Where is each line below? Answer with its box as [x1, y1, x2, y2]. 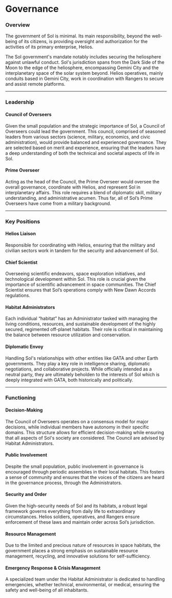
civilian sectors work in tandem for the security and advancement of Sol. [5, 247, 159, 254]
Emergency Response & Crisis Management [5, 565, 101, 571]
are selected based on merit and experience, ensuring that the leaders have [5, 145, 165, 151]
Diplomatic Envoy [5, 343, 44, 349]
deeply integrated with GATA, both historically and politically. [5, 377, 134, 383]
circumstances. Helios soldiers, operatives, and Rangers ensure [5, 513, 140, 520]
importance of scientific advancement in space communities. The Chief [5, 281, 156, 287]
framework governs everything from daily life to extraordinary [5, 508, 136, 514]
